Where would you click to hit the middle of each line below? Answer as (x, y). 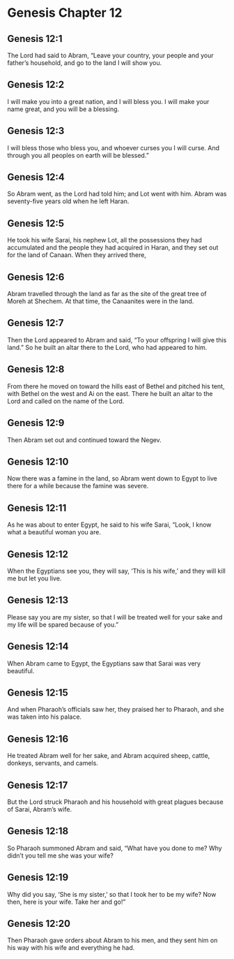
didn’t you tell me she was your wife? (60, 855)
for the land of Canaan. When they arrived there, (77, 255)
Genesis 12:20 (39, 924)
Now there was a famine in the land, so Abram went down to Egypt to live (112, 478)
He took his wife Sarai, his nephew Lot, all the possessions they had (104, 240)
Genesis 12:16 (38, 739)
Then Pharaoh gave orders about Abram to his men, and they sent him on (112, 940)
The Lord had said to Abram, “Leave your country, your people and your (110, 55)
